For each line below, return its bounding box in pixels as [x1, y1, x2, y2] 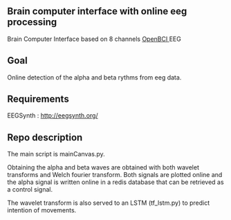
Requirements [7, 93, 69, 105]
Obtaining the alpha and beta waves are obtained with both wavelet [7, 163, 199, 172]
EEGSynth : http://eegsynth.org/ [7, 111, 98, 120]
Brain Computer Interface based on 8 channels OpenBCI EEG [7, 35, 181, 43]
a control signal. [7, 185, 53, 194]
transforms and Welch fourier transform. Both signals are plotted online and [7, 171, 223, 179]
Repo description [7, 131, 83, 143]
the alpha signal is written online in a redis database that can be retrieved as [7, 178, 224, 186]
